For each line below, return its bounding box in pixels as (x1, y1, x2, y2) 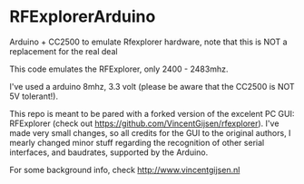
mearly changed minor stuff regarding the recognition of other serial (9, 137, 265, 148)
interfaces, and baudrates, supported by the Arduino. (9, 147, 209, 158)
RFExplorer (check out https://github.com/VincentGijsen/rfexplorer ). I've (9, 118, 279, 129)
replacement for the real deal (9, 45, 118, 56)
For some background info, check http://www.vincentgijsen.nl (9, 164, 240, 175)
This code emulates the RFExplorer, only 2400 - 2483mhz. (9, 63, 229, 74)
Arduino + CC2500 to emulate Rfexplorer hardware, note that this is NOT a (9, 36, 288, 47)
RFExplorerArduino (9, 6, 156, 27)
